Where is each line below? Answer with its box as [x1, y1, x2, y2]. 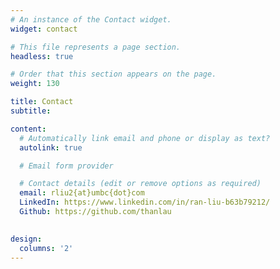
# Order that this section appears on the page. [10, 69, 217, 80]
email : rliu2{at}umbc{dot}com [19, 188, 145, 198]
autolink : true [19, 142, 83, 153]
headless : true [10, 51, 74, 61]
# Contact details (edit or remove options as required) [19, 179, 262, 189]
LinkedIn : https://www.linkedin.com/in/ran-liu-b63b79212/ [19, 197, 271, 208]
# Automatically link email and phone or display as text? [19, 133, 271, 143]
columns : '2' [19, 243, 74, 253]
